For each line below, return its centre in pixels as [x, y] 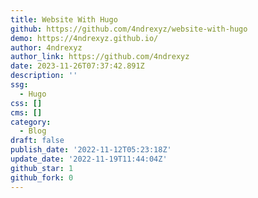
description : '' [44, 76]
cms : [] [26, 112]
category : [31, 122]
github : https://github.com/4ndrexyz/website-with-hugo [129, 29]
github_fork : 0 [42, 177]
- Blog [33, 131]
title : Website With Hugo [64, 19]
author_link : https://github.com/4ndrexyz [100, 57]
